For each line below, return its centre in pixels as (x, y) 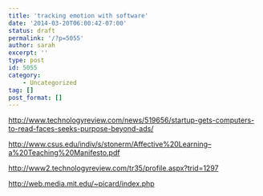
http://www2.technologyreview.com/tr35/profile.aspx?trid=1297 (113, 168)
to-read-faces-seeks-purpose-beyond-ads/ (81, 129)
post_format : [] (35, 98)
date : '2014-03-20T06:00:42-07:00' (68, 23)
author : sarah (32, 46)
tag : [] (21, 90)
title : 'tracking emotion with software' (79, 16)
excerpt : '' (28, 53)
